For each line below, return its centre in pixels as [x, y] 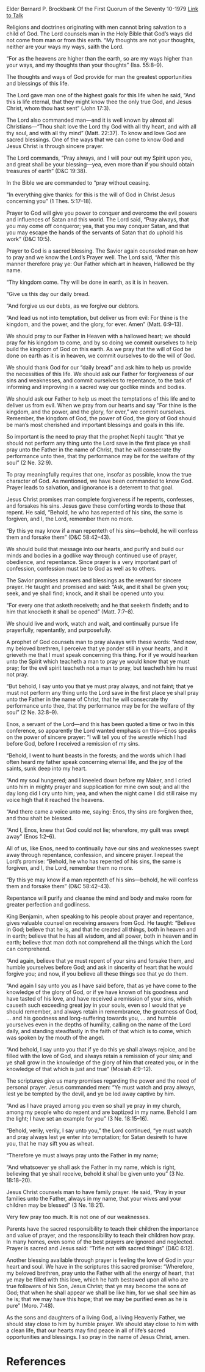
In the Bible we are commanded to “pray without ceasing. [78, 183]
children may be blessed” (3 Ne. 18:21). [56, 1205]
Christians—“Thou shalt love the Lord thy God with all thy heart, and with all [101, 127]
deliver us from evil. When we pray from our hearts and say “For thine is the [102, 405]
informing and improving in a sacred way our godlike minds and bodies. [96, 387]
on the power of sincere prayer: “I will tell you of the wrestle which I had [97, 737]
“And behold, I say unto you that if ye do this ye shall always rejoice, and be [101, 1049]
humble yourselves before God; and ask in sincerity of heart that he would [100, 967]
